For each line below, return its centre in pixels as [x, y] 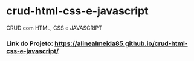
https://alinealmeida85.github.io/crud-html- [121, 43]
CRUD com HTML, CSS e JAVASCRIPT [54, 28]
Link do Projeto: [30, 43]
